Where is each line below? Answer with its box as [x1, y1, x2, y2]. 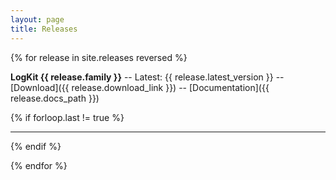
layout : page [10, 14, 65, 25]
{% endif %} [10, 140, 62, 152]
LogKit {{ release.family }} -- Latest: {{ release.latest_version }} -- [10, 71, 285, 83]
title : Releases [10, 24, 78, 34]
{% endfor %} [10, 159, 68, 171]
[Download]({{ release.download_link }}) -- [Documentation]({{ [10, 81, 270, 93]
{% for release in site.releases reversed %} [10, 51, 188, 63]
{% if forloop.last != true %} [10, 111, 125, 123]
